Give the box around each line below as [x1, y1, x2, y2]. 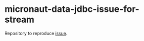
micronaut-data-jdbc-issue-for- [4, 3, 140, 15]
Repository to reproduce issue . [4, 30, 68, 36]
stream [4, 14, 35, 25]
